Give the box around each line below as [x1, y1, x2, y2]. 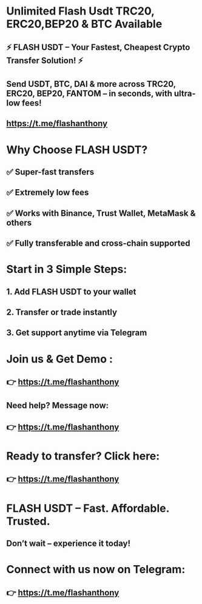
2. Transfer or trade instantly [6, 307, 117, 318]
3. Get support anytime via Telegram [6, 327, 147, 338]
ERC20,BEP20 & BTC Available [6, 17, 163, 31]
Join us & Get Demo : [6, 352, 113, 366]
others [6, 217, 32, 228]
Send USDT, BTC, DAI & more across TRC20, [6, 79, 176, 89]
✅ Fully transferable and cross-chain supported [6, 238, 190, 249]
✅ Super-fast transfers [6, 167, 95, 177]
